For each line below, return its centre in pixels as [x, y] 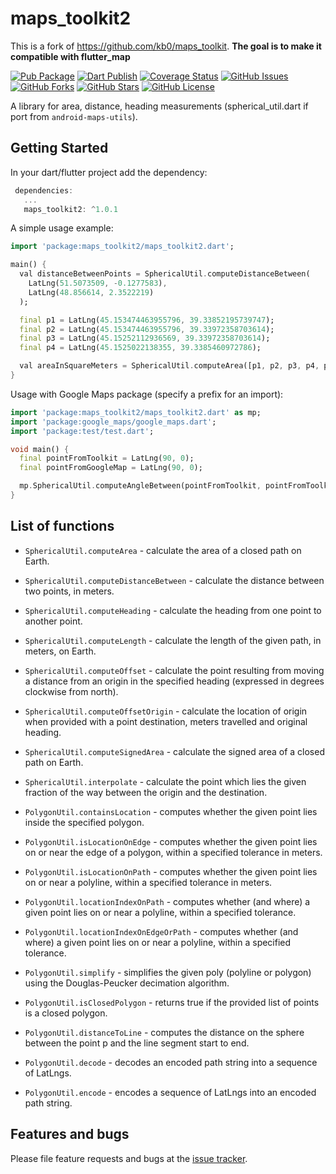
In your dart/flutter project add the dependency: [109, 172]
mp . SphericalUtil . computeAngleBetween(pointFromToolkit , [140, 486]
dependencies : [44, 190]
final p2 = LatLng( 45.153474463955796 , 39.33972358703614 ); [147, 329]
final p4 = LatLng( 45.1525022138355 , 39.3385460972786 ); [140, 348]
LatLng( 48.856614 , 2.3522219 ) [91, 292]
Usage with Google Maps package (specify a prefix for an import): [147, 394]
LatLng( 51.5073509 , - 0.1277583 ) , [98, 283]
